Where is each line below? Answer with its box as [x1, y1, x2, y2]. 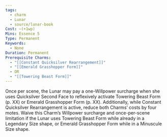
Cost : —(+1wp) [5, 27, 36, 32]
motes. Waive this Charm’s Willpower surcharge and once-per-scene [5, 109, 150, 116]
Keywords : [5, 41, 26, 46]
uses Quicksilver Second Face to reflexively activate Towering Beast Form [5, 93, 161, 100]
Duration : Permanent [5, 50, 49, 55]
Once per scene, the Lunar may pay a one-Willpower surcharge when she [5, 88, 160, 94]
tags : [5, 7, 17, 13]
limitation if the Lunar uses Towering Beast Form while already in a [5, 115, 145, 121]
